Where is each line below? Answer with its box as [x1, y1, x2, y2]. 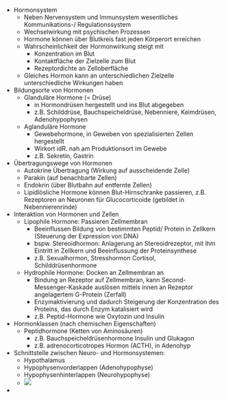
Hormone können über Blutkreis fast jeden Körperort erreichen [23, 35, 201, 43]
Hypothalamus [23, 356, 65, 364]
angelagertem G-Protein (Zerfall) [34, 290, 127, 298]
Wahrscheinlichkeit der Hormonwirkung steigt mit [23, 43, 164, 50]
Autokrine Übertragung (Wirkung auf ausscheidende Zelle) [23, 166, 190, 174]
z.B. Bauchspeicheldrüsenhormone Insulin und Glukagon [34, 334, 195, 342]
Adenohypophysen [34, 115, 88, 123]
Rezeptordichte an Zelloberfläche [34, 65, 129, 72]
